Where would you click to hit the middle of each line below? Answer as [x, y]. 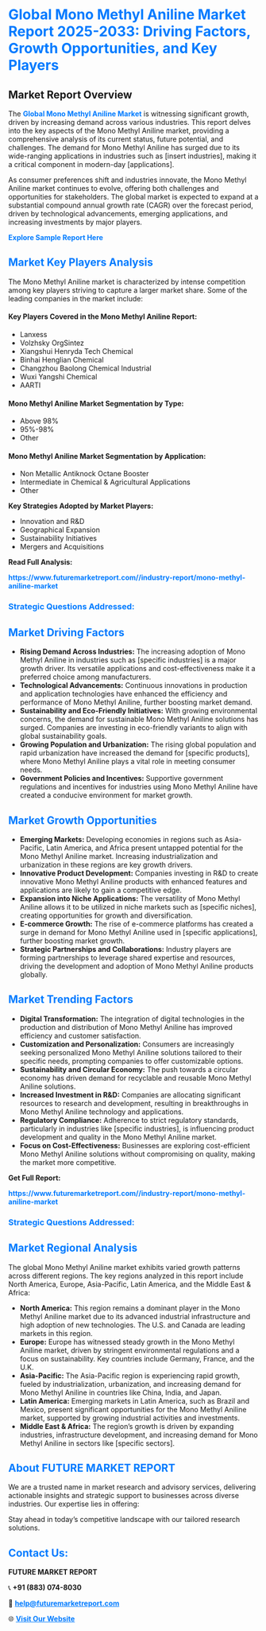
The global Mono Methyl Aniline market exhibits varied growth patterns [124, 1267]
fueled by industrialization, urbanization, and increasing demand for [131, 1384]
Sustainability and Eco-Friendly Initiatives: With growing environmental [139, 711]
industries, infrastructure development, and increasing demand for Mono [139, 1435]
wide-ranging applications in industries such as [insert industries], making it [132, 156]
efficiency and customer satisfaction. [80, 1035]
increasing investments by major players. [75, 222]
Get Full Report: [35, 1178]
